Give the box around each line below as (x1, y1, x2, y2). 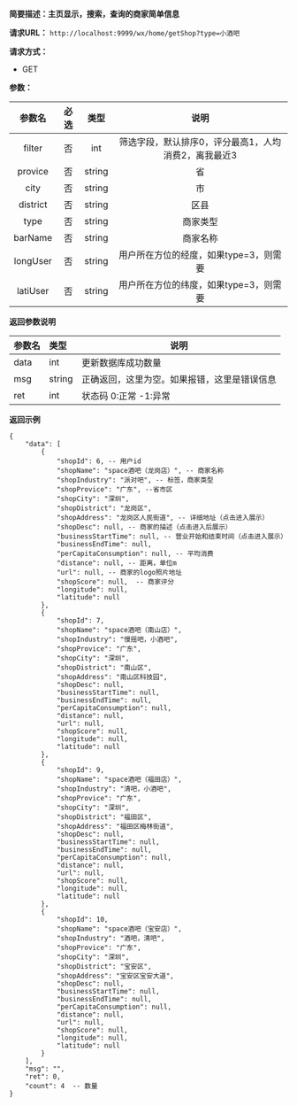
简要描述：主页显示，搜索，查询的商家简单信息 (9, 9, 179, 19)
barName (13, 232, 53, 244)
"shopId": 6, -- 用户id (56, 457, 141, 466)
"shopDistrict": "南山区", (56, 663, 152, 672)
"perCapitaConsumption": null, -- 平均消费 (56, 549, 214, 558)
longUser (13, 255, 53, 267)
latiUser (16, 285, 49, 297)
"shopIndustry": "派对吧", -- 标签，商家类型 (56, 476, 214, 484)
